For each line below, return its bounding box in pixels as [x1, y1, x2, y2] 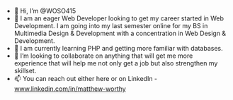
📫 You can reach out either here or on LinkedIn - [13, 75, 158, 82]
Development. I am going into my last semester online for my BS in [13, 22, 208, 30]
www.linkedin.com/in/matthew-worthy [13, 85, 126, 93]
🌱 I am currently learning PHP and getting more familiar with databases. [13, 44, 223, 52]
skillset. [13, 67, 37, 75]
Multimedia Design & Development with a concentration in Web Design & [13, 29, 227, 37]
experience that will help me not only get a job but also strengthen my [13, 59, 218, 67]
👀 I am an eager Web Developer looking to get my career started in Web [13, 14, 225, 23]
